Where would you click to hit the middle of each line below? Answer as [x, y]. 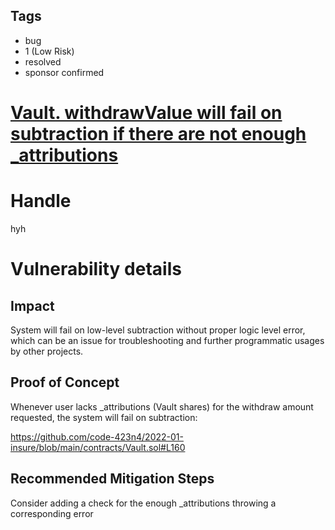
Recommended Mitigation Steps [112, 479]
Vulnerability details [96, 269]
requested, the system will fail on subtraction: [104, 417]
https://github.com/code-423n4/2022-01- [97, 436]
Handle [41, 201]
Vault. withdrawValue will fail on [146, 113]
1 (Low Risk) [49, 51]
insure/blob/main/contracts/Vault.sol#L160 [98, 447]
